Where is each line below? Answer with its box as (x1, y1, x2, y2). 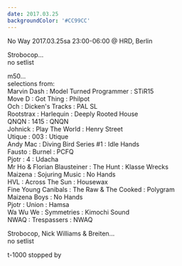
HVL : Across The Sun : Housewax (7, 177, 108, 186)
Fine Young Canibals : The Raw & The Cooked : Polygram (7, 185, 176, 193)
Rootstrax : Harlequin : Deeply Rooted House (7, 110, 139, 118)
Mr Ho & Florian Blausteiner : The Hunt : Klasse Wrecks (7, 162, 169, 171)
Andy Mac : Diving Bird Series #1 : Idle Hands (7, 139, 140, 148)
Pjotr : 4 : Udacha (7, 154, 59, 164)
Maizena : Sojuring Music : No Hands (7, 170, 116, 179)
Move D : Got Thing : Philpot (7, 94, 90, 103)
